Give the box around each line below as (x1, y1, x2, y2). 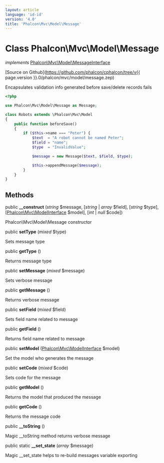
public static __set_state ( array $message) (5, 442, 93, 449)
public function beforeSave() (14, 121, 77, 126)
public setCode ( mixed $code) (5, 365, 68, 371)
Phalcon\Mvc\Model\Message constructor (5, 219, 92, 225)
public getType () (5, 248, 41, 254)
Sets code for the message (5, 375, 61, 381)
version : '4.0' (5, 17, 37, 22)
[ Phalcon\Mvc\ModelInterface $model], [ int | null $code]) (5, 209, 123, 216)
